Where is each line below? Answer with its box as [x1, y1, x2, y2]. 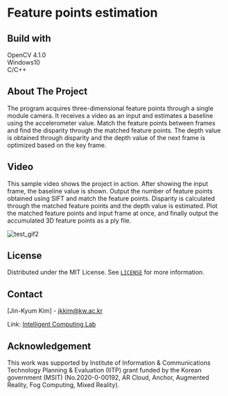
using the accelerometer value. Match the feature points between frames [7, 119, 216, 127]
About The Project [7, 85, 88, 98]
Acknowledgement [7, 340, 91, 352]
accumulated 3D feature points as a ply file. [7, 216, 132, 225]
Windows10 [7, 58, 40, 67]
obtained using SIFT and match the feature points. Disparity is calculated [7, 194, 216, 203]
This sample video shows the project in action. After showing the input [7, 179, 209, 188]
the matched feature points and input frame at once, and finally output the [7, 209, 218, 217]
